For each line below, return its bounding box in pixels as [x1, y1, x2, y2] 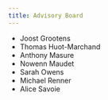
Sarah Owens [19, 67, 64, 76]
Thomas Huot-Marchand [19, 41, 101, 52]
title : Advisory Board [8, 11, 83, 20]
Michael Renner [19, 75, 71, 85]
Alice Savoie [19, 84, 61, 94]
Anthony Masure [19, 50, 75, 60]
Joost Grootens [19, 33, 71, 43]
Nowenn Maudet [19, 59, 75, 68]
